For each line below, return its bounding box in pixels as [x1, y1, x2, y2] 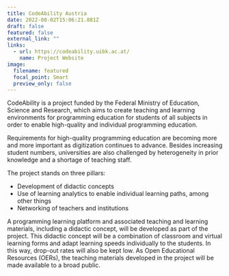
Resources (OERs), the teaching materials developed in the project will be [7, 254, 214, 262]
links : [7, 42, 26, 49]
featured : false [7, 29, 53, 36]
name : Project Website [19, 55, 84, 62]
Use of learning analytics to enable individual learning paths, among [16, 190, 209, 198]
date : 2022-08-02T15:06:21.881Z [7, 16, 99, 23]
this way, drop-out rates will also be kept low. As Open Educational [7, 247, 195, 255]
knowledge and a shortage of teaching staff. [7, 155, 132, 164]
